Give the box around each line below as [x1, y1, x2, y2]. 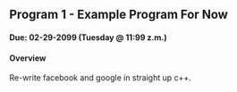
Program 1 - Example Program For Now [9, 7, 228, 22]
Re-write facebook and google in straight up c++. [9, 72, 192, 83]
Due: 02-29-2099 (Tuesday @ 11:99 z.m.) [9, 31, 167, 43]
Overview [9, 53, 47, 63]
